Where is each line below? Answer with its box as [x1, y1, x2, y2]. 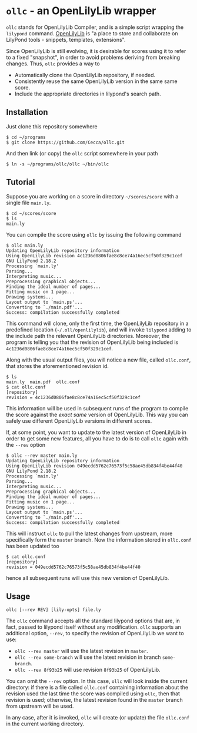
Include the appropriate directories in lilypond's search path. [14, 90, 161, 97]
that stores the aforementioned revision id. [6, 362, 109, 369]
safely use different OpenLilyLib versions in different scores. [6, 417, 152, 424]
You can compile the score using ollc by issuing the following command [6, 231, 182, 238]
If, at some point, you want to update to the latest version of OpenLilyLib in [6, 429, 187, 436]
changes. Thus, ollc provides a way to [6, 60, 100, 67]
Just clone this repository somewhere [6, 122, 98, 130]
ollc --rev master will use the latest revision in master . [14, 648, 148, 655]
